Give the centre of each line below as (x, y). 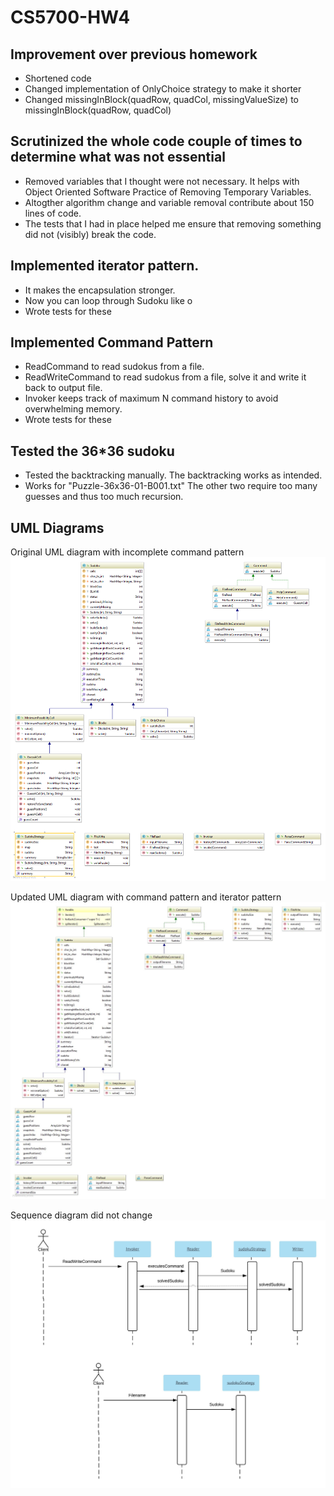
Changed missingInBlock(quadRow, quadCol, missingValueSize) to (161, 99)
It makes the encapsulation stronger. (100, 290)
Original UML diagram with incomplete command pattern (127, 552)
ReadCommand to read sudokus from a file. (114, 367)
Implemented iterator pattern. (105, 266)
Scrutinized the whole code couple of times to (156, 141)
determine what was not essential (118, 157)
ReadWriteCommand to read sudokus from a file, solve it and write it (165, 377)
